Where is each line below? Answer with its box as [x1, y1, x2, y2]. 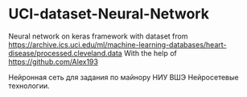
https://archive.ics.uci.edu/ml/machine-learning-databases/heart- [8, 39, 227, 49]
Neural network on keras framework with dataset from [8, 31, 188, 41]
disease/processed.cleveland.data [8, 48, 122, 58]
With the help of [123, 48, 177, 58]
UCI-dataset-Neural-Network [8, 5, 209, 23]
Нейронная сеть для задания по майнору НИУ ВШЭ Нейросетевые [8, 72, 239, 82]
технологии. [8, 81, 50, 91]
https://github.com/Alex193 [8, 57, 99, 67]
